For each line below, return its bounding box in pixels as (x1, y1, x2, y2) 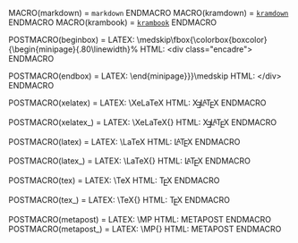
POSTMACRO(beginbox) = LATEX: (8, 35, 135, 45)
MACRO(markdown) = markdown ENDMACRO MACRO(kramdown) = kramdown (8, 8, 289, 18)
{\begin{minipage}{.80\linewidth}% (8, 44, 139, 54)
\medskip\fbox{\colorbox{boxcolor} (136, 35, 268, 45)
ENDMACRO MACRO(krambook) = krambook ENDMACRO (8, 17, 217, 28)
